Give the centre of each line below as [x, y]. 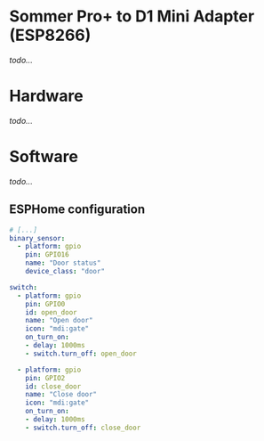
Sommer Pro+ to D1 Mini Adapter [132, 16]
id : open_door [51, 312]
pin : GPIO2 [45, 378]
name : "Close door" [61, 395]
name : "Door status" [63, 263]
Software [44, 157]
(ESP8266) [50, 35]
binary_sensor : [37, 238]
